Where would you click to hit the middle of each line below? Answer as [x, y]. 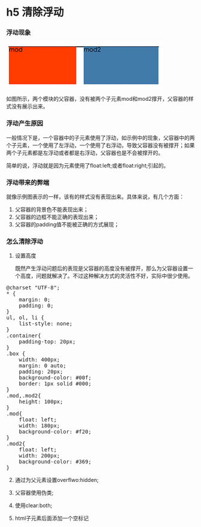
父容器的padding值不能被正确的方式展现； [67, 224]
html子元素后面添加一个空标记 [52, 518]
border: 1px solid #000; [55, 384]
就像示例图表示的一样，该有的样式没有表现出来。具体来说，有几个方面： [95, 197]
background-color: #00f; [55, 378]
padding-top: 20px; [47, 342]
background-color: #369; [55, 462]
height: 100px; [41, 402]
